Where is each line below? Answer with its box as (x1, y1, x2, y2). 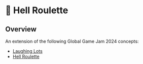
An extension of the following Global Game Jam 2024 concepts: (5, 38, 139, 44)
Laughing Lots (12, 48, 43, 54)
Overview (5, 25, 37, 34)
